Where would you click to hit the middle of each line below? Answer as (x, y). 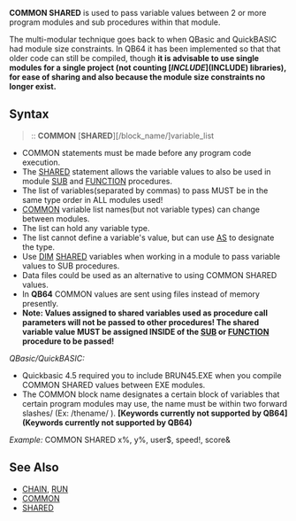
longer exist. (33, 86)
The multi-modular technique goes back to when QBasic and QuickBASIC (143, 39)
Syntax (29, 114)
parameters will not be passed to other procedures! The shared (140, 322)
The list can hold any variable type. (86, 228)
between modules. (56, 218)
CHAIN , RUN (45, 489)
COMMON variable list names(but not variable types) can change (141, 209)
